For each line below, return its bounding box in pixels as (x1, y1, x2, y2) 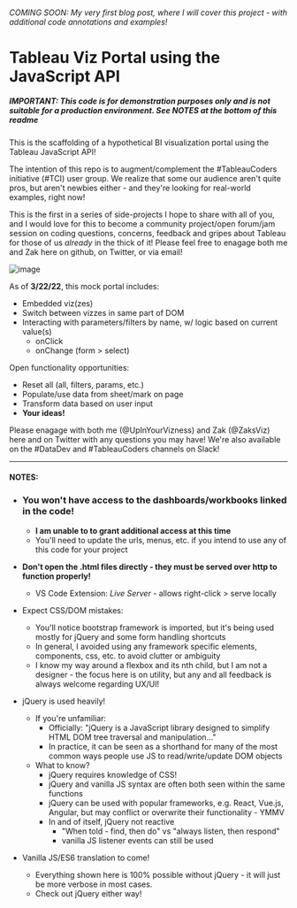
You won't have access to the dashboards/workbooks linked (21, 494, 287, 506)
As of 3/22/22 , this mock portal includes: (9, 281, 160, 291)
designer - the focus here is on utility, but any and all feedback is (34, 669, 272, 680)
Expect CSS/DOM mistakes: (21, 604, 124, 615)
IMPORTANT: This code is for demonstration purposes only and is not (9, 96, 271, 106)
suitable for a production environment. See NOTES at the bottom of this (9, 105, 278, 116)
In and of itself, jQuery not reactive (48, 816, 175, 827)
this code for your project (34, 544, 128, 555)
